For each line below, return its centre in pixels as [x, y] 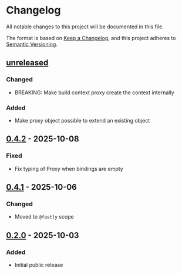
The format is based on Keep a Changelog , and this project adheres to [91, 38]
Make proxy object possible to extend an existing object [82, 120]
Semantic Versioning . [32, 44]
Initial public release [39, 265]
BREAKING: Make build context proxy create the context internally [94, 93]
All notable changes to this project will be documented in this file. [85, 27]
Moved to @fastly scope [44, 217]
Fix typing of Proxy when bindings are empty [69, 169]
